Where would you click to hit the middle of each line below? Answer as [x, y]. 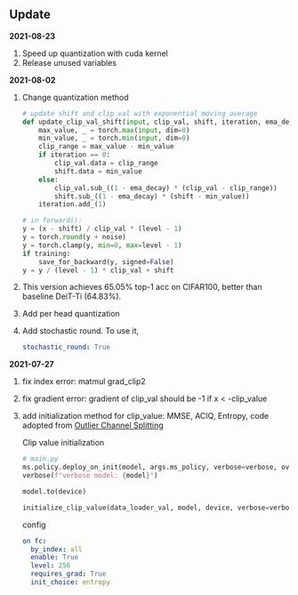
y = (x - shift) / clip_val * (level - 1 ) [102, 229]
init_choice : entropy [71, 583]
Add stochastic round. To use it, [81, 331]
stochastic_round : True [66, 347]
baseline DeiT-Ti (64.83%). [72, 296]
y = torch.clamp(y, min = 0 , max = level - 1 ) [102, 245]
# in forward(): [52, 221]
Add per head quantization [71, 314]
